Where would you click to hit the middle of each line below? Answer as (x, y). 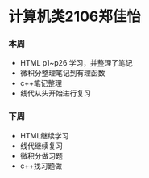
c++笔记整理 (41, 83)
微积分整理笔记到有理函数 (62, 73)
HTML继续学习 (44, 135)
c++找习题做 (41, 166)
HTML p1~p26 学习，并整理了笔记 (76, 63)
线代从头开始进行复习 (55, 93)
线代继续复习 (41, 146)
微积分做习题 (41, 155)
